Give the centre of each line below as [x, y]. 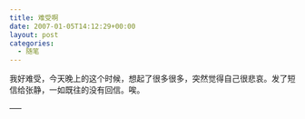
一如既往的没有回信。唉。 [97, 90]
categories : [32, 43]
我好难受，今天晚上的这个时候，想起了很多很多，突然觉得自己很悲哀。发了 [148, 79]
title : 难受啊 [34, 18]
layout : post [34, 35]
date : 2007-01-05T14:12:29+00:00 [73, 26]
